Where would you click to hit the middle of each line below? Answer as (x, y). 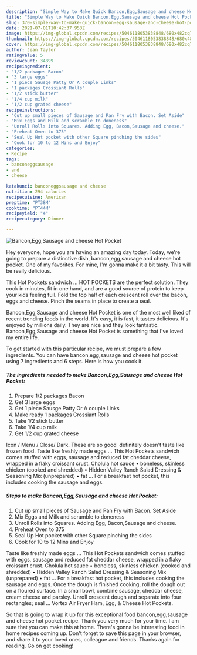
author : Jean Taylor (31, 50)
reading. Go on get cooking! (40, 646)
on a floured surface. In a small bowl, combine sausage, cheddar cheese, (95, 590)
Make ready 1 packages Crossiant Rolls (62, 415)
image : (14, 34)
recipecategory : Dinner (35, 219)
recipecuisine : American (36, 197)
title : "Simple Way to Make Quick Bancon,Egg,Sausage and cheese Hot (93, 17)
